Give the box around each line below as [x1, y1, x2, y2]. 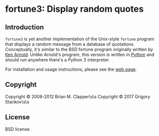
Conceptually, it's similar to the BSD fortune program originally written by [5, 47, 154, 52]
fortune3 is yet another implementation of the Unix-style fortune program [5, 36, 155, 42]
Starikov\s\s [5, 99, 30, 105]
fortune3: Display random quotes [5, 3, 144, 15]
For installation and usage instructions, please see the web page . [5, 66, 137, 72]
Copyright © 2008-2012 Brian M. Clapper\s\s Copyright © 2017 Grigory [5, 93, 151, 99]
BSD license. [5, 126, 31, 132]
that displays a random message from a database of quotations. [5, 41, 135, 47]
